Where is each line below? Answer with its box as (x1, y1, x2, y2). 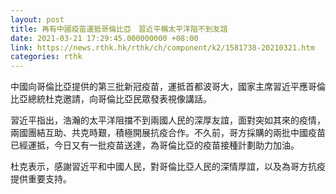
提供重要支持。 (10, 173, 72, 185)
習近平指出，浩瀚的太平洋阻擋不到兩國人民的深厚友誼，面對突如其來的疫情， (10, 114, 326, 126)
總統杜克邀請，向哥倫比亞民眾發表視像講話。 (27, 93, 212, 105)
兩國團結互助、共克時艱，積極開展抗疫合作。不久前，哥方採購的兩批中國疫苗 (10, 127, 326, 139)
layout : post (10, 14, 65, 25)
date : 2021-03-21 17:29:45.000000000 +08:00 (10, 33, 199, 43)
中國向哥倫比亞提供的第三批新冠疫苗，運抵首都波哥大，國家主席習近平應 (10, 81, 308, 93)
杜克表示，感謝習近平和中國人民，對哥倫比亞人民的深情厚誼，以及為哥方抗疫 (10, 161, 326, 173)
